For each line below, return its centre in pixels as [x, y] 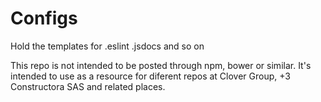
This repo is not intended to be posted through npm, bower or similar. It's [161, 65]
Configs [44, 18]
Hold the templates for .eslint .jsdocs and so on [107, 46]
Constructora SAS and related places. [88, 86]
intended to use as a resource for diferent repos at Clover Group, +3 [150, 76]
